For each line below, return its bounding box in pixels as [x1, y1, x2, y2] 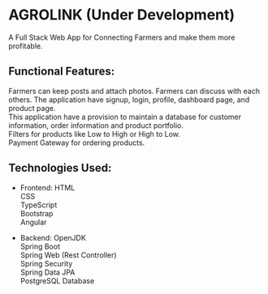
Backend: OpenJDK [19, 232, 87, 242]
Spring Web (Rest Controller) [19, 249, 117, 260]
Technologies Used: [8, 161, 112, 175]
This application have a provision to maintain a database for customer [8, 112, 242, 121]
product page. [8, 103, 56, 113]
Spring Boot [19, 241, 61, 251]
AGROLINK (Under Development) [8, 6, 236, 24]
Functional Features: [8, 65, 115, 79]
